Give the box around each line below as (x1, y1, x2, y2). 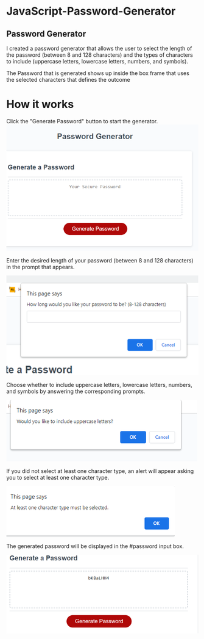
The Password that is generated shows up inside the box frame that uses (6, 70, 190, 77)
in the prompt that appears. (6, 264, 75, 271)
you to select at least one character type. (6, 474, 110, 482)
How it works (6, 98, 74, 111)
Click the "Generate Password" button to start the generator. (6, 117, 158, 125)
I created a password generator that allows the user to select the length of (6, 45, 192, 52)
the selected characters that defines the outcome (6, 76, 130, 83)
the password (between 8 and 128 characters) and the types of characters (6, 51, 193, 59)
